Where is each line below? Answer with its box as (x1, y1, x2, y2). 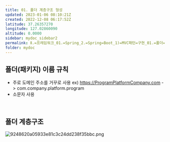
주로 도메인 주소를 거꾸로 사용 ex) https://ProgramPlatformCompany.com (12, 80, 161, 86)
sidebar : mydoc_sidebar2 (5, 36, 58, 41)
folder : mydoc (5, 45, 35, 50)
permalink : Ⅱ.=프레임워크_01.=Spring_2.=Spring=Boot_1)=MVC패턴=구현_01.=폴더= (5, 41, 165, 46)
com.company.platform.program (17, 85, 84, 91)
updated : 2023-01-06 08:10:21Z (5, 12, 71, 17)
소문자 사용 (12, 91, 35, 97)
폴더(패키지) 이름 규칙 (5, 65, 69, 74)
